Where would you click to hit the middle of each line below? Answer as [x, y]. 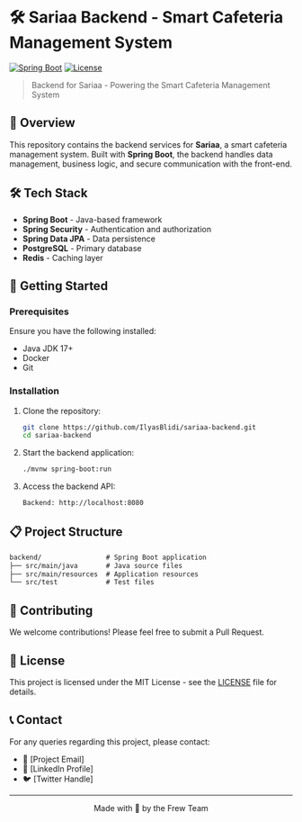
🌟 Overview [42, 123]
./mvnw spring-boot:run [67, 469]
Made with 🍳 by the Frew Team [151, 808]
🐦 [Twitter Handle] [58, 779]
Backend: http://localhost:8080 [83, 503]
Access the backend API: [69, 486]
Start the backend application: [78, 453]
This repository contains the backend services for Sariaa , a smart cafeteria [148, 144]
